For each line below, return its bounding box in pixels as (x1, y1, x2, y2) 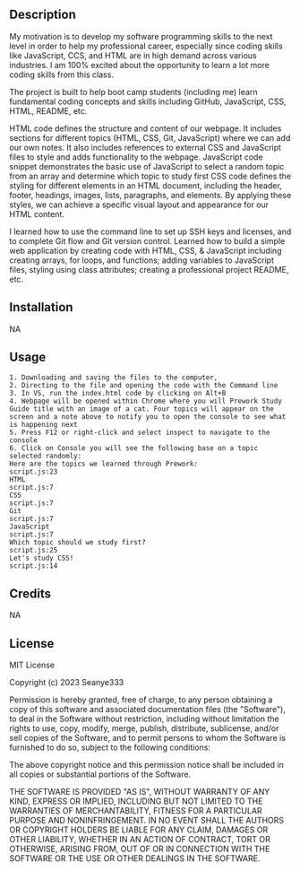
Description (9, 7, 76, 22)
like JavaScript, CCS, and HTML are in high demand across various (9, 49, 257, 61)
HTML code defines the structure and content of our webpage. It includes (9, 123, 282, 134)
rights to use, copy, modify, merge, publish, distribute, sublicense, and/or (9, 723, 279, 734)
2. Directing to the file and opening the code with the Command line (9, 381, 279, 390)
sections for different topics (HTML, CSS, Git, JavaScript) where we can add (9, 132, 291, 143)
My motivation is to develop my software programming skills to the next (9, 30, 273, 41)
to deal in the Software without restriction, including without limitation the (9, 713, 279, 725)
